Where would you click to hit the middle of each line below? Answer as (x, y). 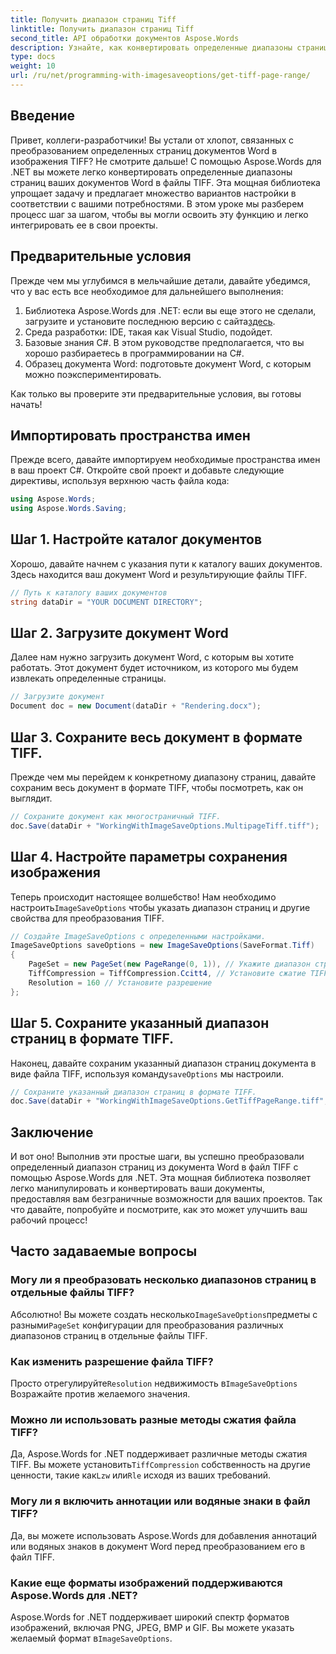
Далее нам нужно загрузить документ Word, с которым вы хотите (152, 657)
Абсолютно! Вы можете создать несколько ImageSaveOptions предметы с (164, 1314)
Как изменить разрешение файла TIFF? (112, 1361)
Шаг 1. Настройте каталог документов (136, 539)
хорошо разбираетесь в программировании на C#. (134, 353)
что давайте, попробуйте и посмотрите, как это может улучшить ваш (159, 1210)
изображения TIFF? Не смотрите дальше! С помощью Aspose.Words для (166, 161)
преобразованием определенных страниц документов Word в (144, 150)
